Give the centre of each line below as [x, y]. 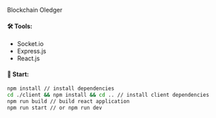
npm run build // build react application [68, 102]
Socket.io [30, 44]
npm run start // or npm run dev [55, 108]
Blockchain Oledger [35, 10]
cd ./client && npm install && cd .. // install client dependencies [108, 95]
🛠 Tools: [20, 26]
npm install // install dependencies [61, 88]
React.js [28, 58]
